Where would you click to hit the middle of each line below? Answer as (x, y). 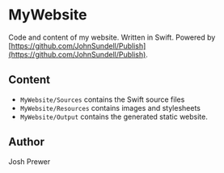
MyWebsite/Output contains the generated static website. (114, 116)
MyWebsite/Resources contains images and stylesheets (110, 108)
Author (26, 142)
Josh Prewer (30, 161)
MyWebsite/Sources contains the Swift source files (102, 99)
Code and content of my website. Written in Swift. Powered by (112, 37)
